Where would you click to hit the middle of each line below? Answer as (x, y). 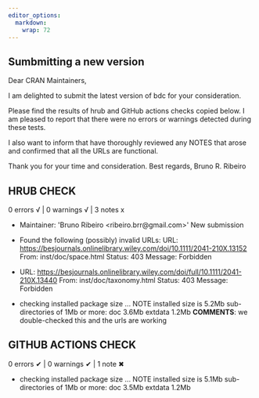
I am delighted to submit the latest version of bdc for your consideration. (124, 96)
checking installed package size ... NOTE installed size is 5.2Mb (122, 304)
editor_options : (34, 15)
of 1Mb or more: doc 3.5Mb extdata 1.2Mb (123, 387)
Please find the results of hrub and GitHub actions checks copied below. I (126, 111)
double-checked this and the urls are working (93, 320)
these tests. (27, 128)
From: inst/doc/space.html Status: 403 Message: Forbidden (116, 257)
